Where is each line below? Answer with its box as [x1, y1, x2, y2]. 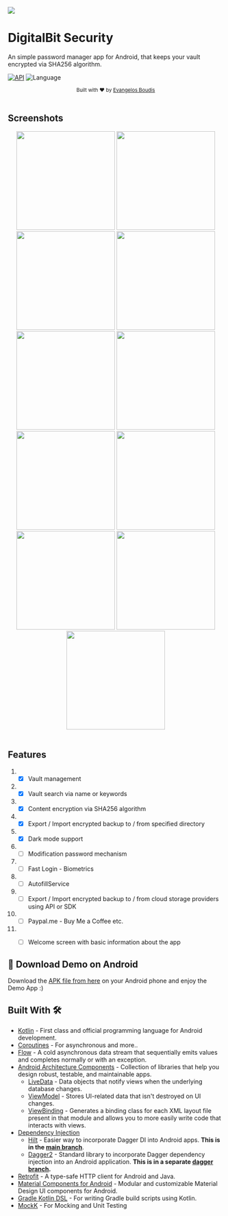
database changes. [27, 1084, 83, 1092]
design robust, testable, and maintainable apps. [17, 1070, 152, 1078]
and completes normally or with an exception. [17, 1055, 147, 1064]
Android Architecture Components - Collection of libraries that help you [17, 1062, 220, 1071]
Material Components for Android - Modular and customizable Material [17, 1179, 218, 1187]
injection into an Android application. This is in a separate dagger [27, 1157, 214, 1166]
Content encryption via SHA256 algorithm [27, 804, 147, 812]
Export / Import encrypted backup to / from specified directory [27, 819, 205, 828]
